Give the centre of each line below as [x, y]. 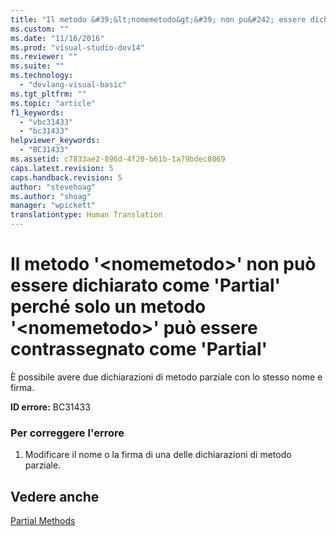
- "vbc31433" [46, 122]
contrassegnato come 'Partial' [139, 349]
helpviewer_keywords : [55, 141]
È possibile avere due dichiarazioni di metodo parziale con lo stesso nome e [166, 377]
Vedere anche [55, 496]
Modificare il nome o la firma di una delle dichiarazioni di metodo [158, 455]
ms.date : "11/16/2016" [57, 38]
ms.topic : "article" [53, 103]
